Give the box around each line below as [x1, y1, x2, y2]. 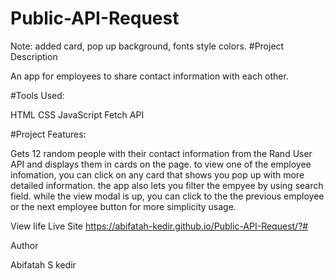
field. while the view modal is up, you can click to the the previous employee [10, 190, 325, 202]
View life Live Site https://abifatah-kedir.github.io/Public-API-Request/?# [10, 220, 309, 232]
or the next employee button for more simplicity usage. [10, 200, 237, 212]
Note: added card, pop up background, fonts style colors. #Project [10, 40, 285, 52]
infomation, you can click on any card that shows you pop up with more [10, 168, 305, 181]
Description [10, 50, 58, 62]
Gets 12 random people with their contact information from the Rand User [10, 147, 313, 159]
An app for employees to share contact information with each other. [10, 70, 289, 82]
